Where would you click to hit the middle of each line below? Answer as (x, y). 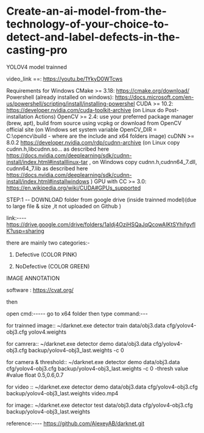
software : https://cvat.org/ (40, 290)
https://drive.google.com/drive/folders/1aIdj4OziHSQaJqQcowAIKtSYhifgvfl (101, 224)
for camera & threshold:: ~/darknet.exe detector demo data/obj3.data (93, 362)
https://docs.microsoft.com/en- (154, 97)
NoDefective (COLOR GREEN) (52, 266)
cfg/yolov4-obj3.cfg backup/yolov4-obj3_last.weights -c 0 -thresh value (97, 368)
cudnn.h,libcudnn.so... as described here (58, 149)
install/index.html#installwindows (48, 181)
